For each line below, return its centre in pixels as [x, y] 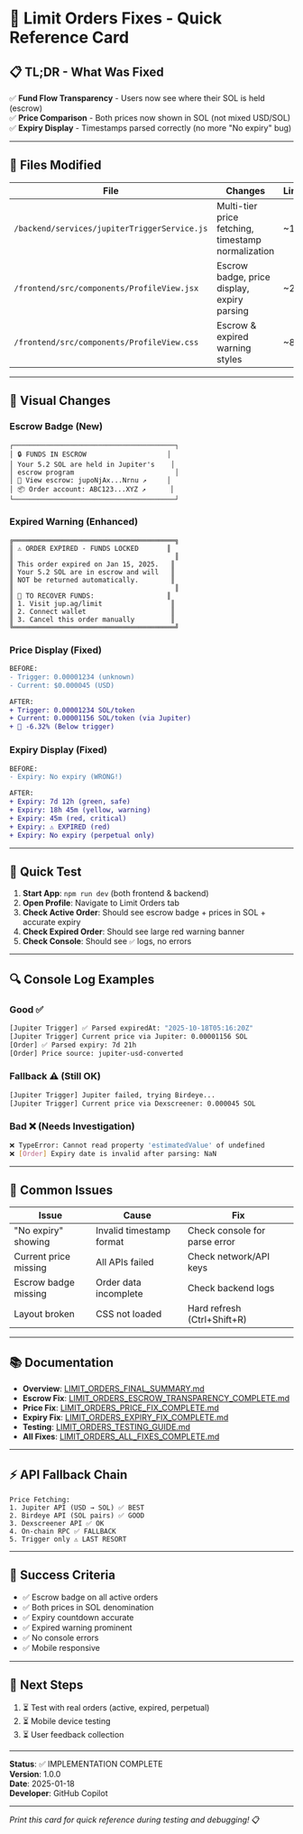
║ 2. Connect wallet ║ [92, 611]
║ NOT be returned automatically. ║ [92, 580]
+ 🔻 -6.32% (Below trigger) [62, 727]
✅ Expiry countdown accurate [78, 1617]
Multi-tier [237, 206]
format [110, 1242]
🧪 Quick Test [46, 871]
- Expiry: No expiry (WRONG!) [66, 777]
